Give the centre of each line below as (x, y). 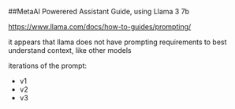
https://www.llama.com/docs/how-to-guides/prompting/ (100, 26)
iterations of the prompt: (48, 66)
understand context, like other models (70, 50)
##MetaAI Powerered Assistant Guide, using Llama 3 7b (99, 11)
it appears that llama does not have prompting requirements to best (117, 42)
